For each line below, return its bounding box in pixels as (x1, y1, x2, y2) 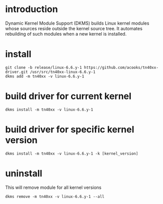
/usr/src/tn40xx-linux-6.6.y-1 (30, 69, 96, 74)
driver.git (5, 69, 28, 74)
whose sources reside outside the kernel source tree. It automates (5, 25, 142, 31)
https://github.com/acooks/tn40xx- (84, 65, 158, 70)
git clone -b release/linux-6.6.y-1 (5, 65, 82, 70)
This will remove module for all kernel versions (5, 184, 102, 190)
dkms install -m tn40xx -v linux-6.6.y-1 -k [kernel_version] (5, 151, 138, 156)
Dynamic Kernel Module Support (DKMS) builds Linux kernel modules (5, 20, 149, 26)
